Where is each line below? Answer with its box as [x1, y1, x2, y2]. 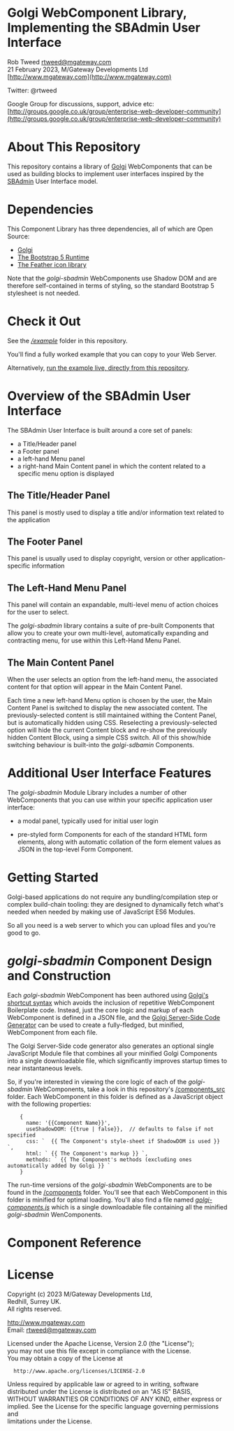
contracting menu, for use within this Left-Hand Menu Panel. [7, 636, 182, 645]
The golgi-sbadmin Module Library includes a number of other [7, 788, 187, 796]
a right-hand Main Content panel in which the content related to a [17, 461, 206, 470]
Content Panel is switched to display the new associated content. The [7, 703, 208, 712]
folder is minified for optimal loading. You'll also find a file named [7, 1195, 194, 1204]
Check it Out [7, 313, 81, 329]
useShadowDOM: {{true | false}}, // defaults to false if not [25, 1126, 214, 1132]
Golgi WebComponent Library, [7, 5, 187, 21]
